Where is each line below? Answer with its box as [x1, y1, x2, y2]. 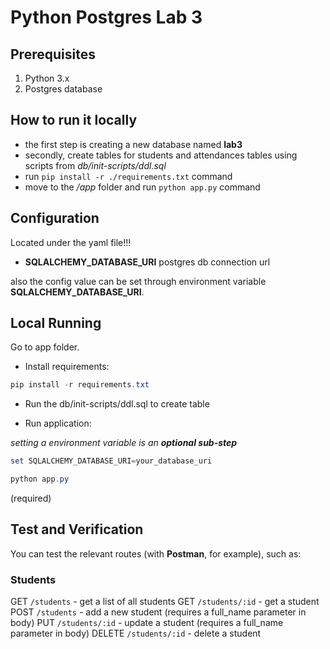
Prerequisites [10, 46, 96, 63]
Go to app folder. [10, 341, 80, 353]
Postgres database [24, 83, 103, 95]
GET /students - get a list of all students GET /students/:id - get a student [10, 596, 320, 608]
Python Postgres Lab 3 [10, 6, 203, 29]
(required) [10, 492, 52, 505]
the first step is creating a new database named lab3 [24, 138, 243, 150]
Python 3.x [24, 72, 70, 84]
